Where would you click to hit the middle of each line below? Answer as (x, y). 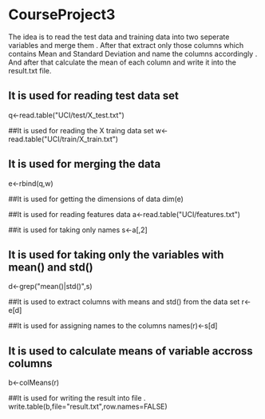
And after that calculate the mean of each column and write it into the (123, 62)
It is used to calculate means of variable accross (131, 351)
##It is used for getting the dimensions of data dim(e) (96, 199)
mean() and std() (51, 267)
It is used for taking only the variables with (116, 254)
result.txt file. (30, 70)
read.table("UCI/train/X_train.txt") (63, 139)
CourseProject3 (62, 15)
